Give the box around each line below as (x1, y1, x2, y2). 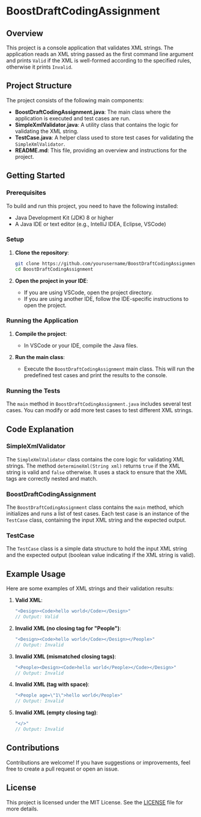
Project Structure (6, 81, 72, 91)
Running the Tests (6, 386, 61, 395)
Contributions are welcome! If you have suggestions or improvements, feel (6, 759, 191, 766)
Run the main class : (14, 353, 65, 360)
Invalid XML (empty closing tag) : (14, 709, 98, 717)
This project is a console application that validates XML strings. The (6, 44, 174, 51)
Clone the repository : (14, 248, 70, 256)
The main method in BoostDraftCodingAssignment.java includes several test (6, 400, 192, 407)
